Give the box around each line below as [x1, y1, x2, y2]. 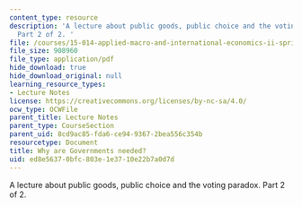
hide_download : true [9, 64, 87, 73]
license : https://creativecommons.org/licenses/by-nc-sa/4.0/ [9, 96, 247, 106]
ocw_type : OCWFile [9, 105, 78, 114]
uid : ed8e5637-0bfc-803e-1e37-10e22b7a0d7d [9, 154, 175, 164]
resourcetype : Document [9, 138, 99, 147]
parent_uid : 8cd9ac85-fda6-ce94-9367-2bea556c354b [9, 130, 203, 139]
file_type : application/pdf [9, 55, 115, 64]
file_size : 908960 [9, 47, 78, 56]
